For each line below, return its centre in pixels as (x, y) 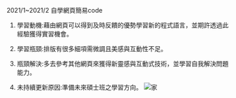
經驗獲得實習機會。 (45, 34)
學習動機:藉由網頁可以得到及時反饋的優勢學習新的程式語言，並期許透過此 (123, 25)
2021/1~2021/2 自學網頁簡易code (55, 10)
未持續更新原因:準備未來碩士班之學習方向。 (79, 87)
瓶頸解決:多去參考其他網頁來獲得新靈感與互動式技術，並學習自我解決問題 (123, 64)
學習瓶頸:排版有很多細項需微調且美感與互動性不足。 (92, 49)
